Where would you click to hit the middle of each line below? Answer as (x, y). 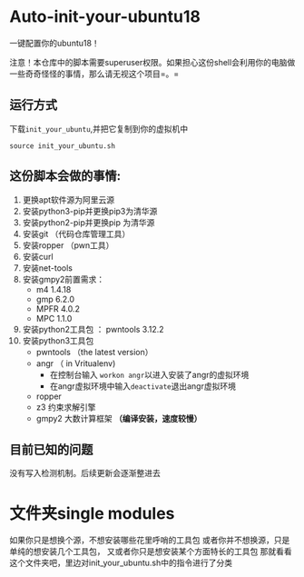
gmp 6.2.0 (55, 299)
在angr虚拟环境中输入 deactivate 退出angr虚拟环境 (142, 386)
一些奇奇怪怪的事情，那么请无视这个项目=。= (94, 74)
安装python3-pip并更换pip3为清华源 (90, 211)
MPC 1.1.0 (54, 318)
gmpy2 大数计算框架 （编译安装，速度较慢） (119, 418)
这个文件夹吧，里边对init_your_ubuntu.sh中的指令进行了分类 (121, 563)
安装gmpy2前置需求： (64, 279)
